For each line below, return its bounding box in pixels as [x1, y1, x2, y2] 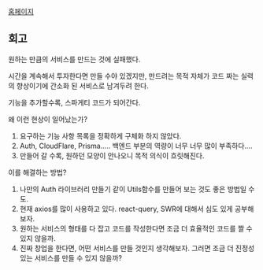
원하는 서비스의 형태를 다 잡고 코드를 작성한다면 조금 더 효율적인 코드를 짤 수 [19, 224, 254, 233]
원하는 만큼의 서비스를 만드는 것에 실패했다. [8, 54, 141, 64]
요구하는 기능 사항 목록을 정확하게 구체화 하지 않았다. [19, 131, 182, 140]
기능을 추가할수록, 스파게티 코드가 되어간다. [8, 98, 141, 107]
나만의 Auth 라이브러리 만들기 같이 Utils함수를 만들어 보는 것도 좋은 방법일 [19, 184, 246, 194]
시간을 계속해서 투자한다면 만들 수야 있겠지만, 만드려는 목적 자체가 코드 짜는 [8, 71, 239, 80]
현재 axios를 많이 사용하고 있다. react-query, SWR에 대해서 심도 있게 [19, 204, 234, 213]
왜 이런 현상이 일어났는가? [8, 114, 88, 124]
